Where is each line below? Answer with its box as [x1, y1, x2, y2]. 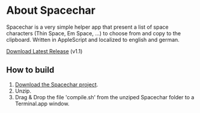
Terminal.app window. [14, 100, 70, 107]
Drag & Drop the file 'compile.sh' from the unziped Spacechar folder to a [14, 93, 195, 100]
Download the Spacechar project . [14, 81, 98, 88]
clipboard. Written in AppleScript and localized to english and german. [6, 36, 180, 43]
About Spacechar [6, 4, 96, 17]
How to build [6, 65, 55, 75]
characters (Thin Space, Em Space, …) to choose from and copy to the [6, 29, 181, 36]
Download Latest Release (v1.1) [6, 47, 83, 54]
